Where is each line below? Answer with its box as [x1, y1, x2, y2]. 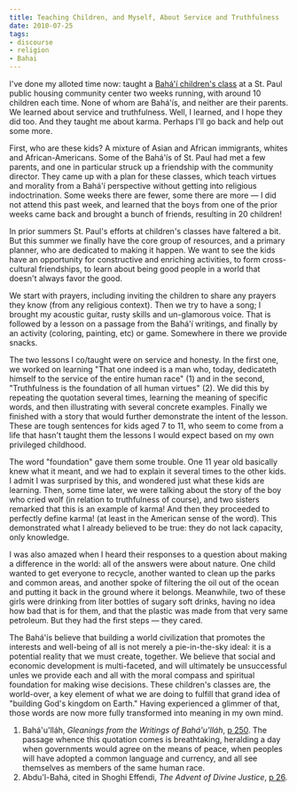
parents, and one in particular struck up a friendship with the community [9, 161, 274, 172]
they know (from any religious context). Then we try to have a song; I [9, 300, 262, 310]
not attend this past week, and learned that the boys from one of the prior [9, 200, 278, 209]
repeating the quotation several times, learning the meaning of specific [9, 392, 269, 403]
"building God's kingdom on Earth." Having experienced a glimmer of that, [9, 698, 280, 709]
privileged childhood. [9, 440, 87, 450]
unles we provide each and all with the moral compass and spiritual [9, 670, 255, 680]
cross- [262, 255, 286, 264]
